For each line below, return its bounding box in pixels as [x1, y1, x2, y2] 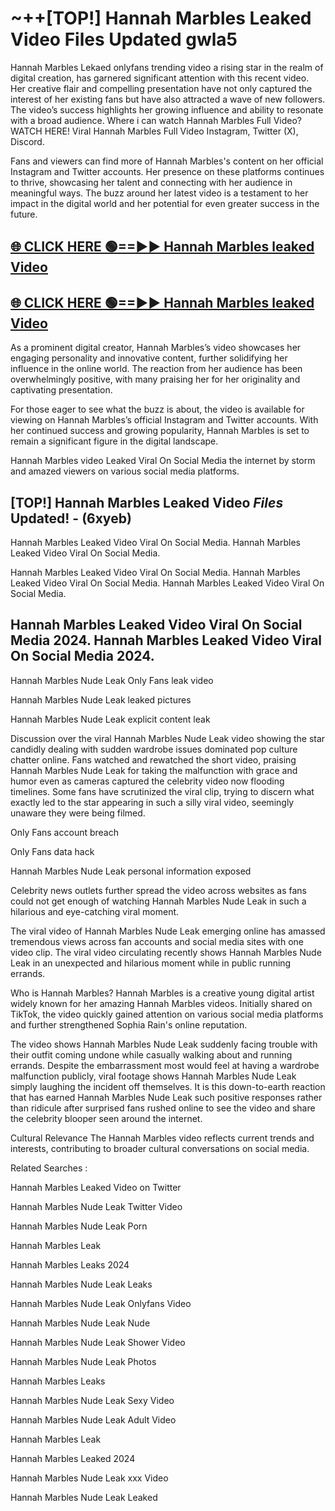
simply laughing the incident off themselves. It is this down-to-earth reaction [10, 1080, 326, 1092]
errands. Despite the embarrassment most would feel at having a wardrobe [10, 1059, 320, 1071]
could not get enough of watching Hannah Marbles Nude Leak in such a [10, 895, 307, 907]
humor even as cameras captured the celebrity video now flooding [10, 775, 285, 787]
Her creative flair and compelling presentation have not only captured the [10, 82, 313, 94]
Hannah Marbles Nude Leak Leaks [10, 1278, 153, 1290]
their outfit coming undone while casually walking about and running [10, 1048, 293, 1061]
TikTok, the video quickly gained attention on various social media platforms [10, 1008, 324, 1020]
